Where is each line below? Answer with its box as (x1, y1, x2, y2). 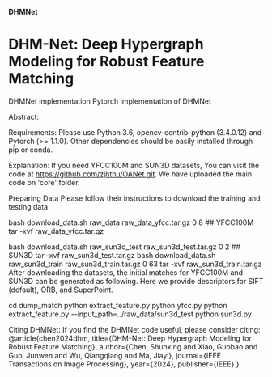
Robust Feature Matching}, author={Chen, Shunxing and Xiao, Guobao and (8, 341, 258, 351)
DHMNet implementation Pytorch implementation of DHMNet (8, 96, 212, 106)
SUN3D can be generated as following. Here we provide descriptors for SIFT (8, 276, 264, 286)
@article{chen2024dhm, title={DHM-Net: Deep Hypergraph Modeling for (8, 333, 253, 343)
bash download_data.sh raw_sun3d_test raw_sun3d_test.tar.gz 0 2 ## (8, 242, 241, 252)
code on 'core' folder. (8, 177, 80, 187)
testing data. (8, 201, 50, 211)
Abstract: (8, 112, 39, 121)
